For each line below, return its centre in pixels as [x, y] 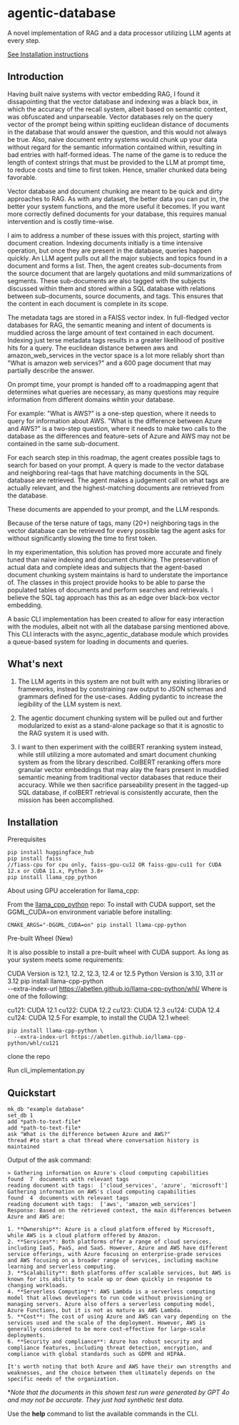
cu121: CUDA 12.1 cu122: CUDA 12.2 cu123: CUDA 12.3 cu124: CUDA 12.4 [114, 1010]
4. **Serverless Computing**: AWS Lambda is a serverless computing [111, 1292]
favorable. [22, 177]
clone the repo [29, 1057]
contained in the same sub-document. [63, 443]
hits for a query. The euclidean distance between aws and [93, 348]
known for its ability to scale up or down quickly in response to [110, 1279]
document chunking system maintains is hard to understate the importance [118, 574]
